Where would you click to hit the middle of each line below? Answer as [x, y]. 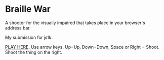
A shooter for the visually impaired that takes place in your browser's [75, 23]
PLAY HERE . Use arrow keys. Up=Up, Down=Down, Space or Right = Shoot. [82, 47]
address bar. [18, 28]
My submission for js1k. [29, 37]
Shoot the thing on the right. [34, 52]
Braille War [28, 9]
